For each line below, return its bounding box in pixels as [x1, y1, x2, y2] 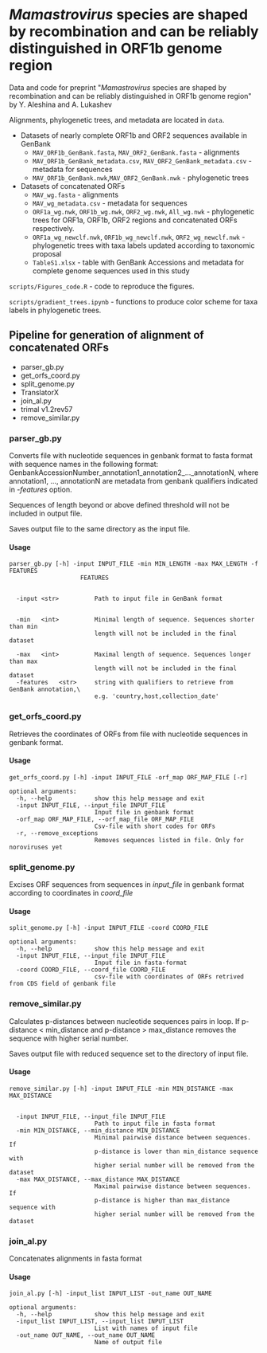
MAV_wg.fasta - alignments [32, 190, 118, 199]
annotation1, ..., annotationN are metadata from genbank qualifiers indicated [9, 476, 258, 486]
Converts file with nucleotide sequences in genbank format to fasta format [9, 451, 253, 461]
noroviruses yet [9, 843, 63, 851]
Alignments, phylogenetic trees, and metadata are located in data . [9, 115, 225, 124]
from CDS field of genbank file [9, 980, 116, 988]
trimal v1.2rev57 [20, 404, 73, 414]
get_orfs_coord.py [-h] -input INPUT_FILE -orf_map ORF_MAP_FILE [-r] [9, 773, 248, 782]
